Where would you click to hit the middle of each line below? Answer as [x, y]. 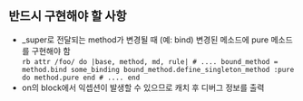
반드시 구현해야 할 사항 [68, 16]
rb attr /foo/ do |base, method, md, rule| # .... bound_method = [150, 61]
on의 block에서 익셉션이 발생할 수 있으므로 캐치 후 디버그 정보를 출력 [143, 87]
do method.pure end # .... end [81, 78]
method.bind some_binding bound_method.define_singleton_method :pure [158, 69]
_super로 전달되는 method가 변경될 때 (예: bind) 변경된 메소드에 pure [145, 40]
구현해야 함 [51, 50]
